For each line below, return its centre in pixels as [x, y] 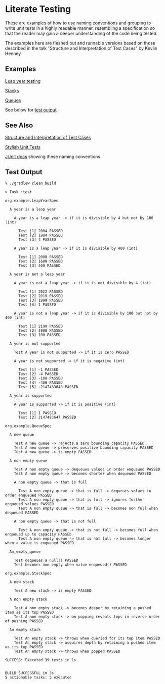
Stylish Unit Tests [23, 147]
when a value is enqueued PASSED [40, 543]
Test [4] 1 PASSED [37, 305]
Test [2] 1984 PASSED [41, 236]
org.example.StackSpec [28, 574]
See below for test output [31, 109]
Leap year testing [23, 81]
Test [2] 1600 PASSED [41, 262]
